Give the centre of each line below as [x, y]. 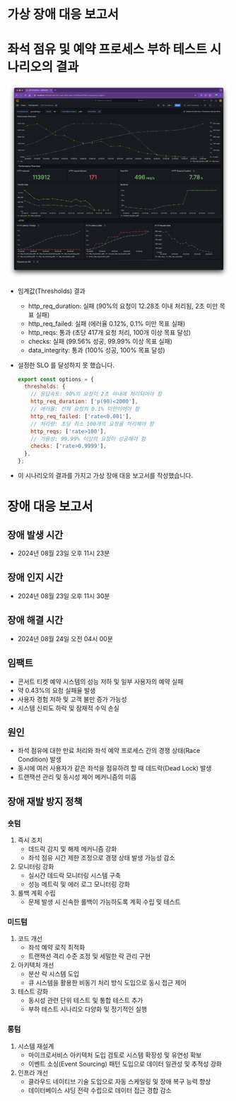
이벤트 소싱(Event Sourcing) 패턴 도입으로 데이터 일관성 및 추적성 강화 [125, 1064]
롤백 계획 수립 [36, 893]
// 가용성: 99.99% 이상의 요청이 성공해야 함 [88, 439]
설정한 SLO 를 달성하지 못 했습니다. [66, 365]
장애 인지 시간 [35, 577]
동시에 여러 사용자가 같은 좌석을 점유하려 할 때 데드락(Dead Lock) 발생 [114, 768]
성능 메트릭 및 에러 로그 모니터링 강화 [79, 884]
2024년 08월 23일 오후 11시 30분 [64, 596]
